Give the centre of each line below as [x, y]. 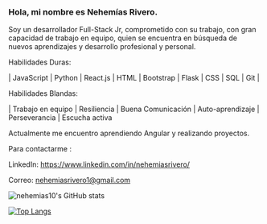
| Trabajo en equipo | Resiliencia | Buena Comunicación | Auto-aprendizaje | [134, 109]
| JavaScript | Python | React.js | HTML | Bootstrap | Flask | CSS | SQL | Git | [134, 78]
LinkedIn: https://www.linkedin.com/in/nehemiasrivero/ [99, 164]
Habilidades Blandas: [43, 93]
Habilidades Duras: [40, 62]
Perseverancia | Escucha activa [60, 118]
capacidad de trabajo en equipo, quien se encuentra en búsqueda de [123, 38]
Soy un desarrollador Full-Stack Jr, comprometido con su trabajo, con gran [132, 30]
